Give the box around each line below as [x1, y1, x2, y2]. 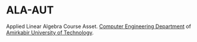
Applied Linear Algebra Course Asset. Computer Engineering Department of [6, 23, 191, 30]
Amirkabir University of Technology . [6, 29, 94, 36]
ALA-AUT [6, 3, 54, 17]
